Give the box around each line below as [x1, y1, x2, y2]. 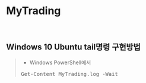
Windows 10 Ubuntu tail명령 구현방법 [6, 42, 141, 52]
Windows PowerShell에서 [29, 59, 91, 66]
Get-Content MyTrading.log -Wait [20, 71, 119, 77]
